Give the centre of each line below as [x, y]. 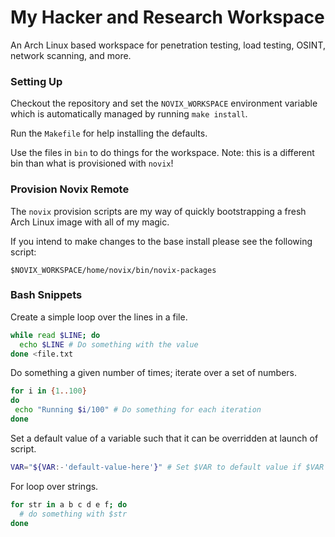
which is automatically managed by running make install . [129, 114]
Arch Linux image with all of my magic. [90, 222]
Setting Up [36, 81]
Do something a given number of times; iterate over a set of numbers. [154, 373]
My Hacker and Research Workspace [167, 17]
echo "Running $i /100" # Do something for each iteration [138, 410]
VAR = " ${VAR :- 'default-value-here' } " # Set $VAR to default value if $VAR [167, 467]
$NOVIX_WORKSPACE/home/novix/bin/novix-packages [113, 270]
